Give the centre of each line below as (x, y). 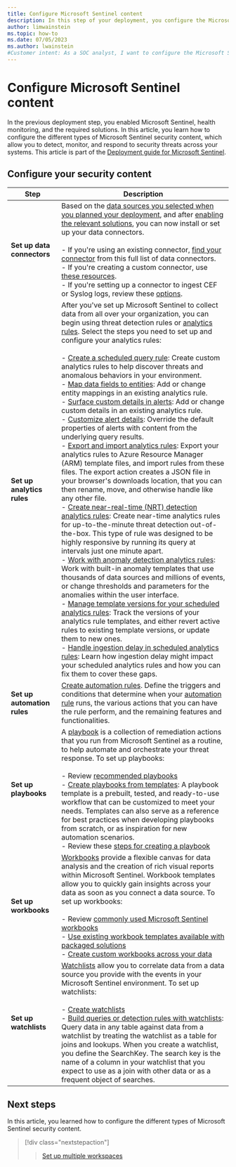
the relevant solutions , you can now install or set (141, 223)
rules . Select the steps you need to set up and (137, 331)
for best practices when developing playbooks (138, 819)
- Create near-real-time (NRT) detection (130, 507)
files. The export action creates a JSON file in (136, 471)
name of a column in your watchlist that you (133, 1062)
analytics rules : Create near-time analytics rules (141, 516)
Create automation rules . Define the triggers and (141, 685)
